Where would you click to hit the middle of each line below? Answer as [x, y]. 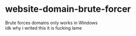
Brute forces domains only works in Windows [51, 23]
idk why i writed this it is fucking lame [43, 28]
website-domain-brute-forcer [68, 9]
